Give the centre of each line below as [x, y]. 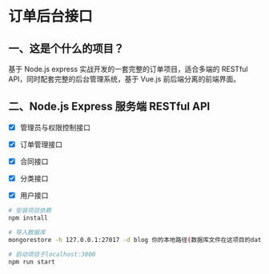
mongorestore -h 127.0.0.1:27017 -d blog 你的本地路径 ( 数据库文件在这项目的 [129, 240]
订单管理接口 [41, 144]
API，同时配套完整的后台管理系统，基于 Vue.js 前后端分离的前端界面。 [124, 79]
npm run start [32, 262]
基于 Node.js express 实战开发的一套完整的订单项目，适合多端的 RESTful [128, 69]
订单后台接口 [51, 16]
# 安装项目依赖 [30, 211]
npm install [28, 218]
